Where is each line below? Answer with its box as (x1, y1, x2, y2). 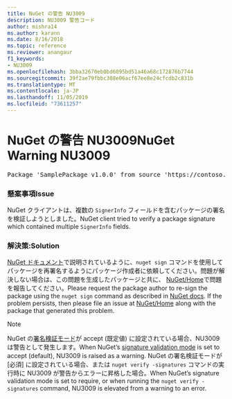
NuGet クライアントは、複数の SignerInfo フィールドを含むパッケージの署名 (7, 206, 225, 214)
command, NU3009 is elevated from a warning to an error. (39, 384, 207, 393)
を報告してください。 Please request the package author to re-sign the (7, 284, 208, 292)
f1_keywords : (7, 56, 45, 62)
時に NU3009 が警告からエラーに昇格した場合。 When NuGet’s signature (12, 369, 220, 377)
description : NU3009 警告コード (7, 17, 96, 24)
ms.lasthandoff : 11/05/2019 (7, 94, 89, 101)
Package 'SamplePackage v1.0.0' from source (7, 171, 161, 178)
